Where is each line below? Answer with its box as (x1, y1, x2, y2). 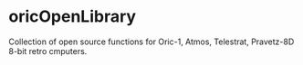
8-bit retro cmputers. (8, 45, 88, 56)
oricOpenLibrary (8, 6, 137, 27)
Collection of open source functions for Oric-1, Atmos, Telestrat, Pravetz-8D (8, 36, 295, 47)
